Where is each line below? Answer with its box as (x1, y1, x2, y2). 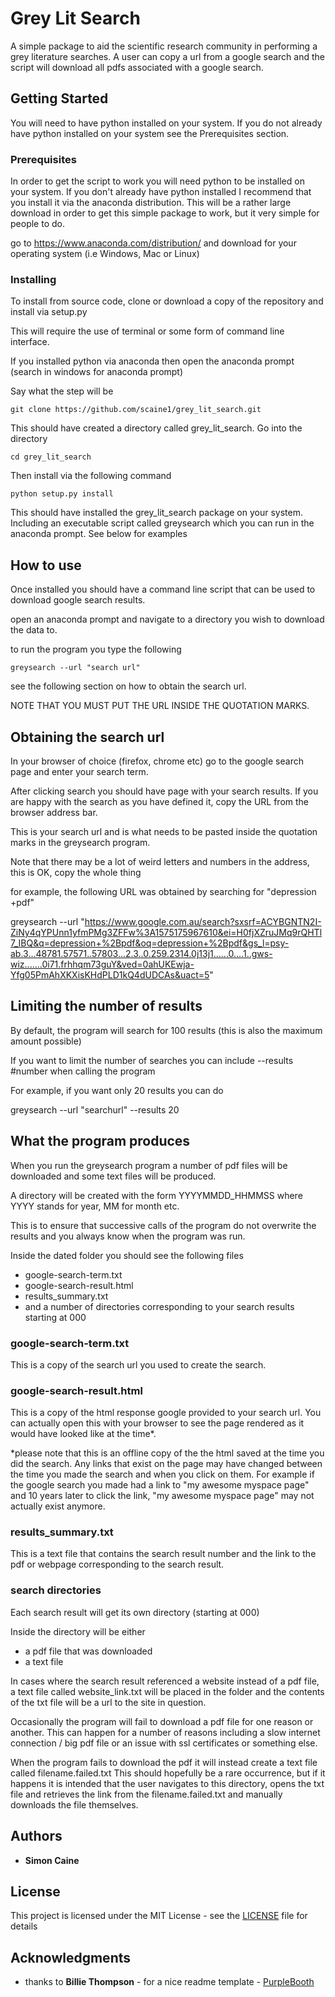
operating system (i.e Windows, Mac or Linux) (10, 248, 200, 260)
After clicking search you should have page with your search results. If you (10, 785, 319, 797)
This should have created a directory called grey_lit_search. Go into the (10, 422, 303, 434)
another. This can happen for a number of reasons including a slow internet (10, 1726, 321, 1738)
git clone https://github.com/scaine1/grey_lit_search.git (10, 405, 262, 415)
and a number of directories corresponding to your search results (24, 1300, 295, 1312)
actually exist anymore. (10, 1500, 106, 1512)
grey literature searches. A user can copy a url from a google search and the (10, 50, 325, 62)
